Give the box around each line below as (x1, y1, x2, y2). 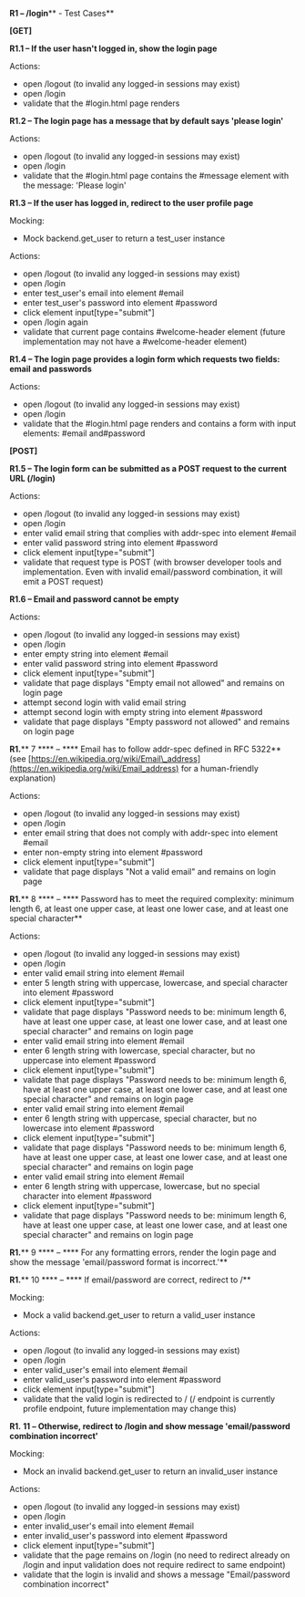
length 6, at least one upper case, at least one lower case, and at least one (9, 903, 289, 914)
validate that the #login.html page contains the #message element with (22, 171, 290, 181)
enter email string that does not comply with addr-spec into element (22, 827, 279, 838)
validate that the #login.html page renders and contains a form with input (22, 419, 297, 429)
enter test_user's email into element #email (22, 287, 184, 298)
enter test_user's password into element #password (22, 297, 218, 308)
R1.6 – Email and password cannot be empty (9, 594, 179, 605)
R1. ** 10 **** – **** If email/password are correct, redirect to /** (9, 1274, 252, 1285)
